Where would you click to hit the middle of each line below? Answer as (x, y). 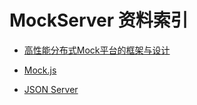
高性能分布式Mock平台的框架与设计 (97, 50)
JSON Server (51, 89)
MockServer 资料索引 (99, 20)
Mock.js (40, 70)
